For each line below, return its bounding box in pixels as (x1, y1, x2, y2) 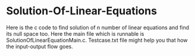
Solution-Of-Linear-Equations (6, 4, 158, 18)
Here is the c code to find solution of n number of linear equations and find (6, 24, 189, 31)
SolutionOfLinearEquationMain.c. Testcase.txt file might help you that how (6, 36, 188, 43)
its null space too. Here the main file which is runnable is (6, 30, 144, 37)
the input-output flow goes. (6, 43, 73, 50)
